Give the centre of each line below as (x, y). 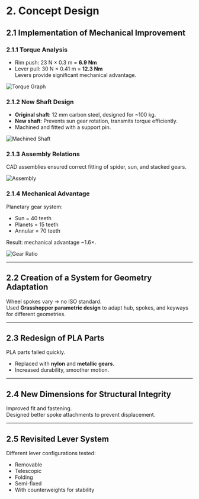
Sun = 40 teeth (33, 218)
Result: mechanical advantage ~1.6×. (51, 242)
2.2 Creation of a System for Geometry (79, 278)
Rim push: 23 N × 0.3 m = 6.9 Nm (56, 62)
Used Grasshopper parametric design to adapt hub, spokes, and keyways (97, 308)
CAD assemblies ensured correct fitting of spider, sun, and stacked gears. (96, 167)
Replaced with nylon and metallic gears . (64, 364)
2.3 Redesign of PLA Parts (55, 338)
